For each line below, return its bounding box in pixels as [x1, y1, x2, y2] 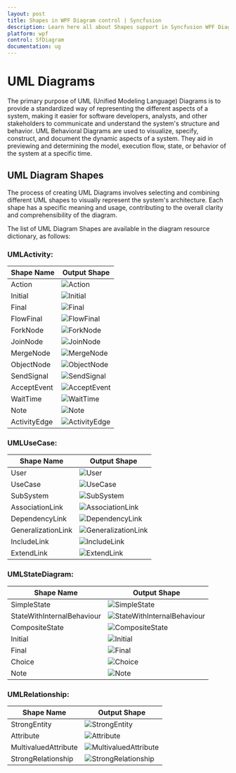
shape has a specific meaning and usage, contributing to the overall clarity [7, 203, 223, 211]
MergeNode [11, 348, 51, 358]
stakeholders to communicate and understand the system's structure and [7, 119, 220, 128]
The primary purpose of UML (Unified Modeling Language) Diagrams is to [7, 97, 221, 105]
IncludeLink [11, 537, 49, 547]
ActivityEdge [11, 417, 53, 427]
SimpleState [11, 600, 51, 610]
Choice [11, 657, 35, 667]
